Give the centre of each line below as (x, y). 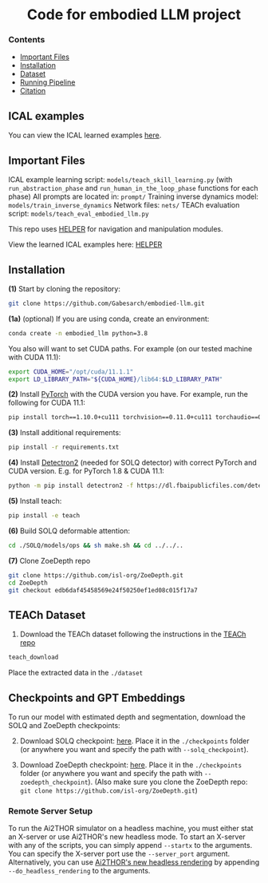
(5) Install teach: (35, 501)
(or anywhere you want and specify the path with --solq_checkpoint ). (134, 749)
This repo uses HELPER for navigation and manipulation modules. (116, 229)
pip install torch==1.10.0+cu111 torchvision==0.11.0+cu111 (110, 418)
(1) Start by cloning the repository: (65, 288)
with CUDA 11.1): (35, 357)
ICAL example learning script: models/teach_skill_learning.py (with (120, 180)
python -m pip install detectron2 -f (71, 486)
